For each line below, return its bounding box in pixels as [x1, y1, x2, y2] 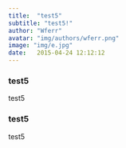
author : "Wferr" [8, 26, 62, 34]
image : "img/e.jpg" [8, 42, 73, 50]
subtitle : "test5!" [8, 19, 73, 27]
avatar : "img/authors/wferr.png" [8, 34, 120, 42]
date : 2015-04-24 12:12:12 [8, 49, 105, 57]
